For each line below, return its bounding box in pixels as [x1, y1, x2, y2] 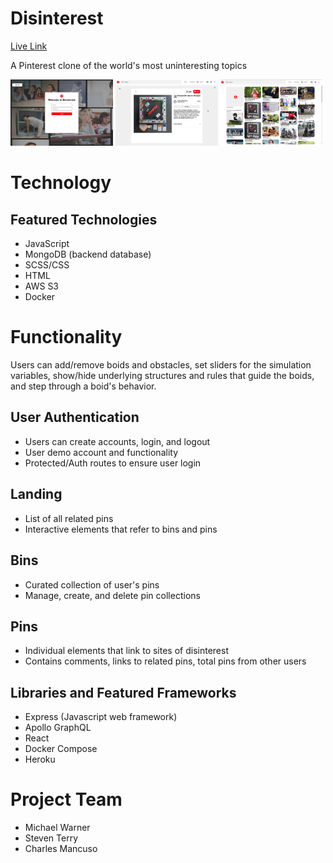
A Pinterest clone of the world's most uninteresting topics [10, 59, 248, 71]
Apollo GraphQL [24, 722, 92, 734]
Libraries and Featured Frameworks [10, 684, 237, 701]
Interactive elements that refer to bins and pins [24, 523, 218, 535]
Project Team [10, 788, 123, 811]
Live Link [10, 40, 48, 52]
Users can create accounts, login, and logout [24, 435, 211, 447]
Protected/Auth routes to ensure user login [24, 457, 202, 469]
